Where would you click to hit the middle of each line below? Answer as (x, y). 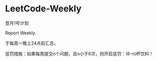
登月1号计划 (17, 23)
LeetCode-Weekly (43, 9)
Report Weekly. (21, 33)
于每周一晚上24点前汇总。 (32, 43)
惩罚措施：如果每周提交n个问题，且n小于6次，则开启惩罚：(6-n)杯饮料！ (79, 54)
